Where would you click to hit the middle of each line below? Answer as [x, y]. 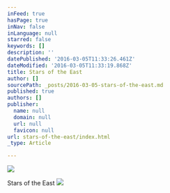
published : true [31, 91]
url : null [28, 124]
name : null [29, 111]
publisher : [23, 105]
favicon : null [34, 130]
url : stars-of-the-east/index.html [59, 137]
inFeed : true [26, 14]
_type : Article [29, 144]
